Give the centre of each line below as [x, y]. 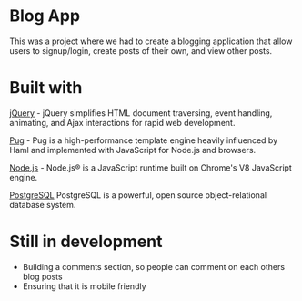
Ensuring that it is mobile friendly [85, 286]
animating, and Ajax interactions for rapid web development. [122, 122]
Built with [46, 88]
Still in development [86, 242]
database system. [43, 204]
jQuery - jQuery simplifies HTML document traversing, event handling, [141, 113]
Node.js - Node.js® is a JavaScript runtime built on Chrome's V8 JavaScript [151, 167]
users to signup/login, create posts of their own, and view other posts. [141, 50]
